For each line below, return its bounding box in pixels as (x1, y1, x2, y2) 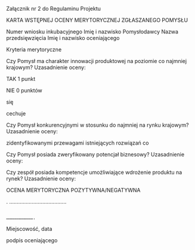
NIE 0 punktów (6, 87, 43, 94)
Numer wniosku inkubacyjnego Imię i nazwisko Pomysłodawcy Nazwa (6, 28, 179, 35)
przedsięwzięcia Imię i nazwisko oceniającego (6, 35, 120, 41)
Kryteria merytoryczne (6, 46, 62, 53)
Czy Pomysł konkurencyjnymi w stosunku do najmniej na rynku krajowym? (6, 121, 189, 129)
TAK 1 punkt (6, 76, 36, 82)
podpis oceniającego (6, 237, 58, 243)
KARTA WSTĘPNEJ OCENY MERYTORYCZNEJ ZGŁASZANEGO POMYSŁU (6, 17, 188, 23)
